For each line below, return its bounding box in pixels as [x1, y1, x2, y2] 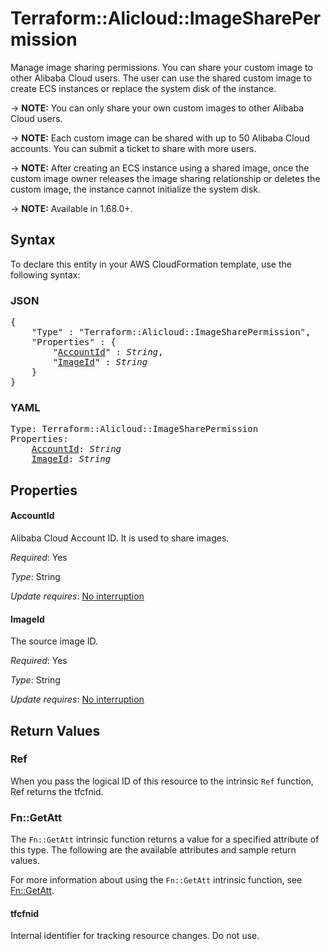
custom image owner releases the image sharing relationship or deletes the [10, 172, 321, 184]
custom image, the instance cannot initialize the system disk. [10, 183, 262, 195]
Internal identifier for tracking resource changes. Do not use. [10, 930, 260, 942]
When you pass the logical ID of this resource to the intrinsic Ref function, [10, 775, 314, 787]
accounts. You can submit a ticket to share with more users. [10, 142, 257, 154]
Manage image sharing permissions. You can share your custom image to [10, 61, 313, 73]
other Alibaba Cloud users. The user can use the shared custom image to [10, 72, 312, 84]
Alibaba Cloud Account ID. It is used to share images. [10, 532, 230, 544]
